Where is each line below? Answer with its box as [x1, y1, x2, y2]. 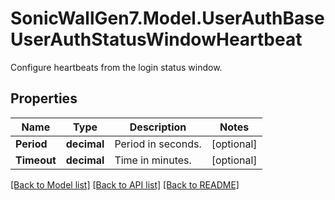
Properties [10, 90, 78, 107]
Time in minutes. [114, 153, 192, 167]
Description [129, 120, 187, 134]
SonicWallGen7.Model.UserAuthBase [10, 7, 325, 30]
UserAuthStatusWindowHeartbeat [10, 28, 303, 51]
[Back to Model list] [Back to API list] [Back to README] [10, 178, 240, 191]
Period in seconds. [114, 137, 202, 151]
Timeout [15, 153, 57, 167]
